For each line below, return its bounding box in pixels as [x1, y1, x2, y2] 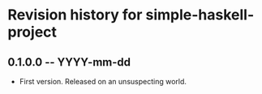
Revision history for [7, 6, 143, 24]
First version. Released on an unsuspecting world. [19, 77, 187, 86]
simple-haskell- [145, 6, 255, 24]
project [7, 23, 58, 41]
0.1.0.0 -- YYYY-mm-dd [7, 55, 131, 69]
